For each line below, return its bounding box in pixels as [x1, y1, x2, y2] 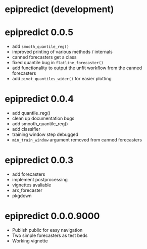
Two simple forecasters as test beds [12, 232, 88, 238]
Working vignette [12, 237, 48, 243]
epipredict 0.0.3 [5, 155, 74, 166]
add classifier [12, 126, 41, 132]
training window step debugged [12, 131, 79, 137]
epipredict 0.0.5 [5, 27, 74, 38]
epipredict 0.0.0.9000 [5, 211, 100, 222]
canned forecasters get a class [12, 54, 77, 60]
